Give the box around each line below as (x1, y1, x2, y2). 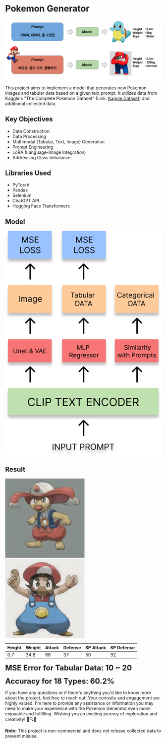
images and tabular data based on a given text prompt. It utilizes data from (5, 90, 158, 96)
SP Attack (85, 644, 107, 650)
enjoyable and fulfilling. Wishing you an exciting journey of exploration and (5, 710, 158, 717)
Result (5, 465, 26, 474)
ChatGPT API (12, 198, 40, 204)
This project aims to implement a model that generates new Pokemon (5, 85, 147, 91)
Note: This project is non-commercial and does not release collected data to (5, 728, 161, 734)
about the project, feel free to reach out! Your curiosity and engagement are (5, 695, 160, 701)
